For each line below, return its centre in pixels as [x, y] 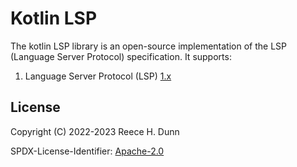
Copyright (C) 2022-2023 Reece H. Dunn [95, 131]
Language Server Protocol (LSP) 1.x [98, 76]
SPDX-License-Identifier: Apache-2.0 [87, 151]
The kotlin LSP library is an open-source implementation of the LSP [149, 46]
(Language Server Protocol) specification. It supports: [121, 56]
